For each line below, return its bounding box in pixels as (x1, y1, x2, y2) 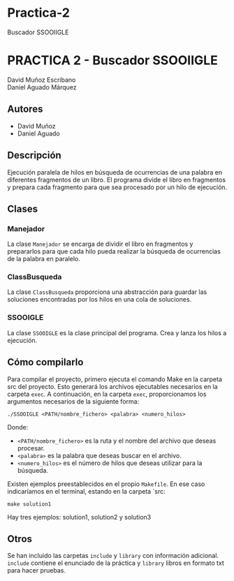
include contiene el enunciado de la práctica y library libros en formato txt (7, 559, 225, 567)
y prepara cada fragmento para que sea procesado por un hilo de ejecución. (7, 183, 228, 191)
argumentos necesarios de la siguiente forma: (7, 397, 140, 406)
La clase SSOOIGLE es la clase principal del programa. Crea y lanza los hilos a (7, 328, 227, 337)
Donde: (7, 422, 29, 431)
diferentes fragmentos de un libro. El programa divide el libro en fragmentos (7, 175, 226, 184)
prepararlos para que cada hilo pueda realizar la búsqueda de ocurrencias (7, 247, 221, 256)
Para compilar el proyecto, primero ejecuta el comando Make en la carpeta (7, 375, 222, 383)
